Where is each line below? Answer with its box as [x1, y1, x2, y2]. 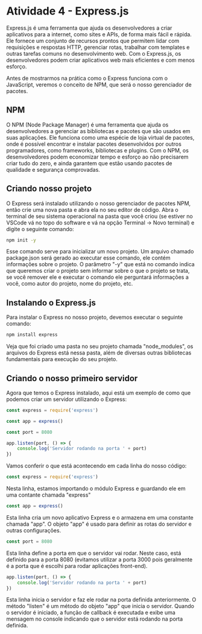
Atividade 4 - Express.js [6, 4, 129, 18]
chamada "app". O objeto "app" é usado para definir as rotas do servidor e [6, 520, 192, 528]
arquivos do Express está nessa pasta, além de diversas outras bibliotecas [6, 349, 192, 356]
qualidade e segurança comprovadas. [6, 166, 101, 173]
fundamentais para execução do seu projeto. [6, 356, 118, 363]
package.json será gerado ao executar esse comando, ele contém [6, 254, 171, 261]
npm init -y [6, 237, 36, 243]
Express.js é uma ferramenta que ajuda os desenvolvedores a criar [6, 24, 172, 31]
